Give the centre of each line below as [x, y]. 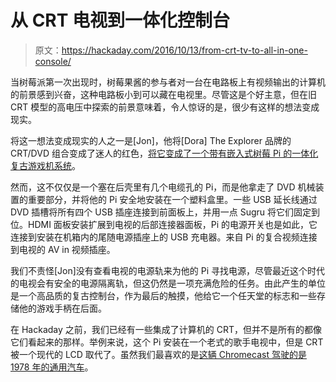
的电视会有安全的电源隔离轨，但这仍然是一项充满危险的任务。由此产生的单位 [168, 283]
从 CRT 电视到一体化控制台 [120, 20]
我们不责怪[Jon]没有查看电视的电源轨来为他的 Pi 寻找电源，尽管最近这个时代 [168, 270]
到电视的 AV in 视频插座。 [63, 249]
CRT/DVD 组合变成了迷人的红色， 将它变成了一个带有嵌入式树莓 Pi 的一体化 [164, 153]
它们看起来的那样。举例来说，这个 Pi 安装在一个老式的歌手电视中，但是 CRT [167, 342]
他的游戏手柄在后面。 [62, 308]
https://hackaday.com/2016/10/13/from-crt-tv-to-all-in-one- [184, 50]
